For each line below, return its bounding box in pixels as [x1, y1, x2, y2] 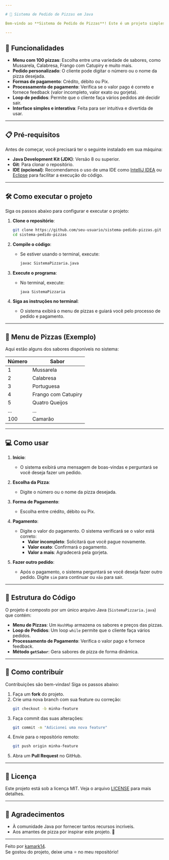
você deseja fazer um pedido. [20, 470, 82, 476]
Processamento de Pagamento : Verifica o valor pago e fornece [12, 638, 145, 644]
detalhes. [5, 791, 25, 797]
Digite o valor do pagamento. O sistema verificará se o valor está [20, 528, 155, 534]
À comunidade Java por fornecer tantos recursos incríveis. [12, 823, 135, 829]
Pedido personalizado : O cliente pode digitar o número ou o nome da [12, 68, 157, 74]
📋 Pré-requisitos [5, 130, 60, 139]
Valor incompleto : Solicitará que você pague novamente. [27, 539, 147, 545]
